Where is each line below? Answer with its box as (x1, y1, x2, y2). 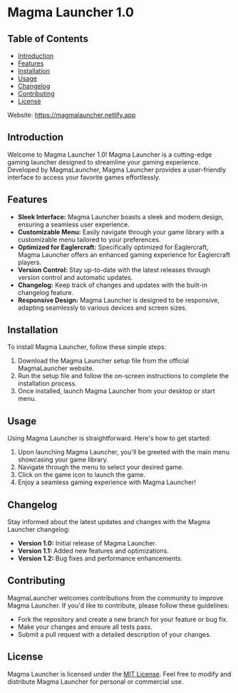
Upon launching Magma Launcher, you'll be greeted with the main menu (17, 448, 230, 457)
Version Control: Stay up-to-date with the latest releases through (17, 265, 210, 274)
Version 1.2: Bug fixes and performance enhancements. (17, 554, 183, 563)
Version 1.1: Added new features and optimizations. (17, 546, 170, 556)
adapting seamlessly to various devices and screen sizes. (17, 303, 187, 312)
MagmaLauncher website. (17, 364, 95, 372)
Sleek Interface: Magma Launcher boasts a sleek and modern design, (17, 212, 224, 221)
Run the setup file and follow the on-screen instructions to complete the (17, 372, 229, 380)
